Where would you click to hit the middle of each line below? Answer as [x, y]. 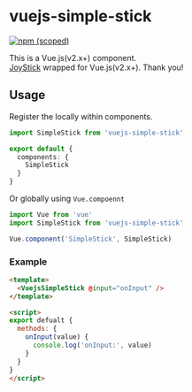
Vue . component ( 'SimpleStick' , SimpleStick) [91, 239]
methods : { [37, 329]
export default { [41, 149]
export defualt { [41, 320]
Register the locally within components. [81, 116]
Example [28, 261]
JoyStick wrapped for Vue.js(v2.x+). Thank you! [96, 67]
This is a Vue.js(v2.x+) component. [73, 58]
